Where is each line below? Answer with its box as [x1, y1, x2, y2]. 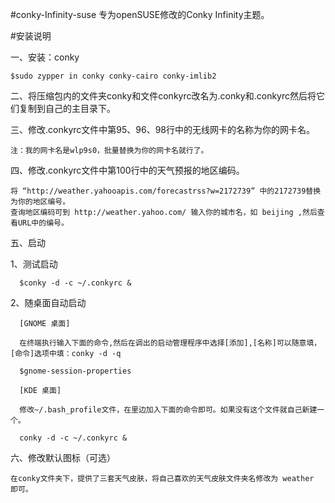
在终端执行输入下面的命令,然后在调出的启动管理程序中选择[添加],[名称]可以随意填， [19, 338, 322, 348]
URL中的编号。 [17, 218, 69, 228]
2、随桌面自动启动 [10, 297, 87, 308]
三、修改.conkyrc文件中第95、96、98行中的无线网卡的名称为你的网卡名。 [10, 124, 315, 135]
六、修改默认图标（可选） [10, 452, 116, 463]
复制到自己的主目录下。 [18, 103, 116, 114]
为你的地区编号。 [10, 197, 71, 207]
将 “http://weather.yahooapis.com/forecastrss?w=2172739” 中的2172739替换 [10, 186, 322, 196]
